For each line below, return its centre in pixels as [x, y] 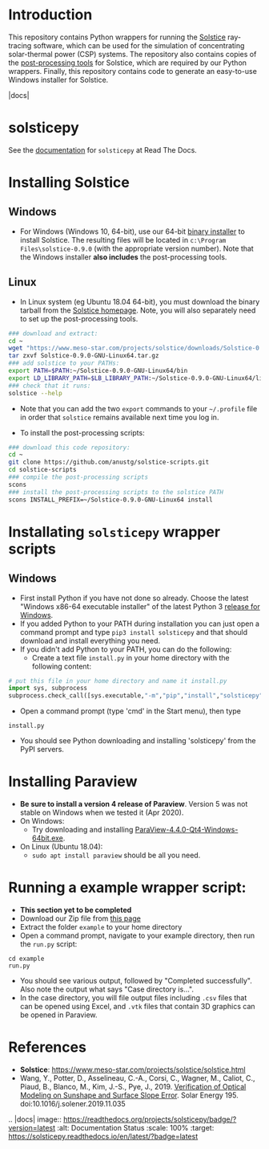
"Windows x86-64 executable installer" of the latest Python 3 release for [140, 606]
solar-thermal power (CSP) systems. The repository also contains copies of [132, 54]
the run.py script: [48, 944]
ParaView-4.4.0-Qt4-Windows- [187, 830]
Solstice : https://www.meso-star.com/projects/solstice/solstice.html [132, 1069]
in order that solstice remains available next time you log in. [119, 417]
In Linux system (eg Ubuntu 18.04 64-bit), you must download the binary [140, 301]
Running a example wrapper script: [127, 887]
